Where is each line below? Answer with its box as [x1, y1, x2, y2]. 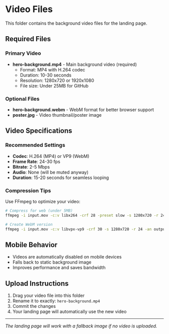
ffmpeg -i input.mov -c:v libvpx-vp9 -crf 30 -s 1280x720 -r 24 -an [5, 226, 152, 232]
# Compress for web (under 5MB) [5, 208, 73, 213]
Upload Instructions [5, 279, 69, 288]
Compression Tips [5, 187, 51, 194]
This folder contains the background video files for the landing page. [5, 20, 147, 26]
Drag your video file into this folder [12, 293, 84, 299]
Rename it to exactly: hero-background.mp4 [12, 298, 101, 304]
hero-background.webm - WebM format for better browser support [12, 107, 154, 113]
